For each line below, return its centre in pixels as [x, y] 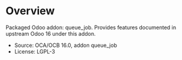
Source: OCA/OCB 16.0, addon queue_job [66, 45]
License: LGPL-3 [34, 51]
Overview [30, 11]
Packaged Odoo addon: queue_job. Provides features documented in [91, 27]
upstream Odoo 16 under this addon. [51, 33]
